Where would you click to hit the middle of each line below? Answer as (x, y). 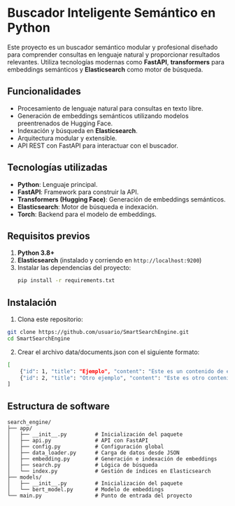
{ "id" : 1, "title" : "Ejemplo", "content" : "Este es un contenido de (122, 371)
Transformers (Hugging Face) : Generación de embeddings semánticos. (121, 199)
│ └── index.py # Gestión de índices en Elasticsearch (109, 471)
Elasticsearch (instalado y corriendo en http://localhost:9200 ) (109, 260)
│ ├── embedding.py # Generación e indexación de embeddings (112, 459)
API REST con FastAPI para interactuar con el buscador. (98, 146)
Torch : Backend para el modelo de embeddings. (87, 214)
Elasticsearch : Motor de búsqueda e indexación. (88, 206)
